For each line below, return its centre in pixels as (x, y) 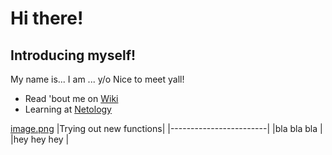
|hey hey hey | (40, 139)
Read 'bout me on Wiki (71, 98)
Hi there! (47, 18)
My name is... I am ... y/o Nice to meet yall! (97, 79)
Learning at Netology (68, 109)
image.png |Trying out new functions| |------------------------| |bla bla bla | (166, 128)
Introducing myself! (73, 55)
